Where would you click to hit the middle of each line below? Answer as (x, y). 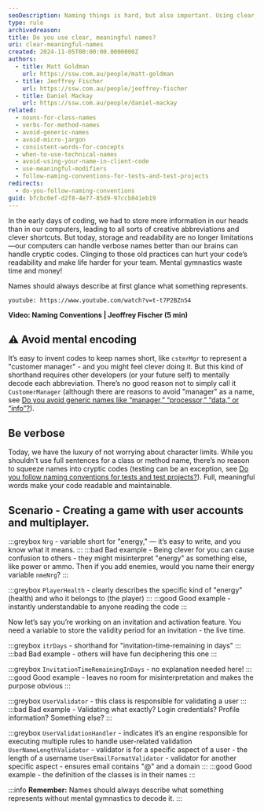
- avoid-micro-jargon (51, 139)
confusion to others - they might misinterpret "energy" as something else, (128, 558)
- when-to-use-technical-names (66, 154)
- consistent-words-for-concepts (70, 147)
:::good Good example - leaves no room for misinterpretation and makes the (131, 677)
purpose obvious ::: (39, 685)
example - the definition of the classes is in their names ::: (102, 774)
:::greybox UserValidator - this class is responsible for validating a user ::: (128, 701)
